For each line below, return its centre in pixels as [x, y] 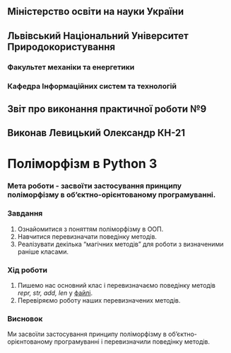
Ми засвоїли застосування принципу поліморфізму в [87, 334]
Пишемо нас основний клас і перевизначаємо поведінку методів [116, 286]
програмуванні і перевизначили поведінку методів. [132, 342]
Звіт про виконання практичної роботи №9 [107, 109]
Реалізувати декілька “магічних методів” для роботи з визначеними [120, 244]
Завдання [25, 213]
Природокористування [61, 46]
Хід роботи [28, 270]
